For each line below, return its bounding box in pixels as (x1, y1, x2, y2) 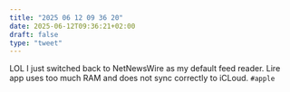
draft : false (9, 30, 59, 39)
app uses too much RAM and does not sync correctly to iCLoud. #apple (9, 73, 275, 84)
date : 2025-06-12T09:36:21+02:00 (9, 22, 136, 31)
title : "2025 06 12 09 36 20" (9, 13, 124, 23)
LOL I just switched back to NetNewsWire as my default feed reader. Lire (9, 63, 281, 74)
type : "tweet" (9, 38, 63, 48)
